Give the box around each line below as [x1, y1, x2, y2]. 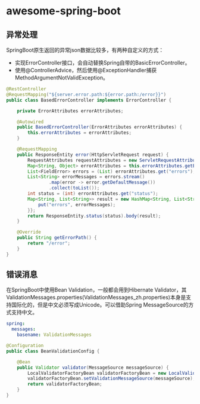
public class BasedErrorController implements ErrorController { [6, 97, 171, 103]
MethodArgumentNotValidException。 [14, 74, 108, 81]
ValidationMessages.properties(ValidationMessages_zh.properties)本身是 [6, 294, 186, 301]
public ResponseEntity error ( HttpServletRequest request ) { [17, 151, 169, 158]
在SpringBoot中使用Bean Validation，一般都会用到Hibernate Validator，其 [6, 286, 187, 293]
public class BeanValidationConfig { [6, 348, 100, 354]
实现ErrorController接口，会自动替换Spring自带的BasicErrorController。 [14, 59, 190, 66]
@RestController [6, 86, 46, 92]
